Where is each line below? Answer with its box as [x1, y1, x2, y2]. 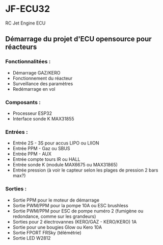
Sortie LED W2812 [12, 235, 51, 241]
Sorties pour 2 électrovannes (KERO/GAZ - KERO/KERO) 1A [12, 218, 137, 225]
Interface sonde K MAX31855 [12, 115, 75, 121]
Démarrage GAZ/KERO [12, 69, 61, 76]
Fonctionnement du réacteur [12, 75, 73, 81]
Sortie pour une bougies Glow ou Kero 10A [12, 224, 102, 230]
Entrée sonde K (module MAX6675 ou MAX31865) [12, 162, 118, 168]
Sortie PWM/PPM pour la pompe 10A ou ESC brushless [12, 202, 128, 208]
